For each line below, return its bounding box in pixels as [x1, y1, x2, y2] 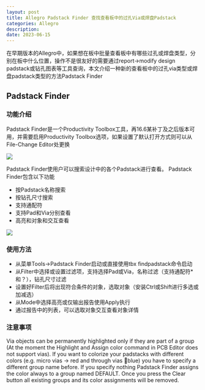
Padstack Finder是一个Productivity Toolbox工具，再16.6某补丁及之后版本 [6, 125, 190, 133]
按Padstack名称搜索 [15, 185, 66, 193]
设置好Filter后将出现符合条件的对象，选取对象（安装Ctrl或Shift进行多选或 [15, 283, 199, 291]
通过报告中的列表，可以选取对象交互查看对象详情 [15, 306, 139, 314]
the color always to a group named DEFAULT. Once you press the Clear [6, 370, 186, 378]
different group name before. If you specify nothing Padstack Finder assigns [6, 364, 199, 371]
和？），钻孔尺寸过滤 [15, 276, 67, 283]
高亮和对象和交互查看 [15, 216, 69, 224]
